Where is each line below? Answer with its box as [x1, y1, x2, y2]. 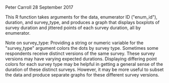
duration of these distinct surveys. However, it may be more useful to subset [5, 66, 164, 72]
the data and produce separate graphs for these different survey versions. [5, 72, 159, 77]
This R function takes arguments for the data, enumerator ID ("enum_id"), [5, 14, 158, 20]
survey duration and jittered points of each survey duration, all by [5, 25, 141, 31]
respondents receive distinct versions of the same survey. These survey [5, 50, 155, 56]
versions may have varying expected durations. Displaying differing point [5, 56, 157, 62]
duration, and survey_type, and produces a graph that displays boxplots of [5, 20, 160, 25]
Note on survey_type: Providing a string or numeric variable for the [5, 40, 144, 46]
